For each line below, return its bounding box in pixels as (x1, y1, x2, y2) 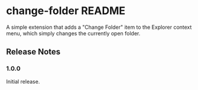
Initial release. (6, 78, 40, 85)
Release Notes (6, 47, 61, 57)
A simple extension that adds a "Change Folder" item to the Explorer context (6, 24, 192, 31)
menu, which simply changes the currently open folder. (6, 29, 141, 36)
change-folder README (6, 4, 126, 18)
